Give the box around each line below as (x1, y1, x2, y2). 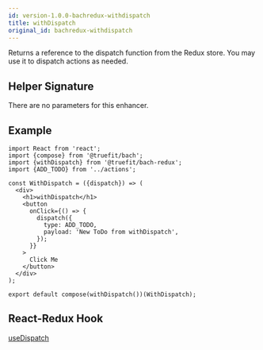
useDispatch (8, 333, 50, 342)
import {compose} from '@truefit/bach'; (8, 152, 144, 160)
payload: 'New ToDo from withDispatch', (43, 228, 179, 236)
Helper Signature (8, 79, 94, 93)
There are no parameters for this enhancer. (8, 101, 149, 110)
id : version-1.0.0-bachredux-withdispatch (8, 11, 151, 20)
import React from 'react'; (8, 144, 101, 152)
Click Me (29, 256, 59, 263)
